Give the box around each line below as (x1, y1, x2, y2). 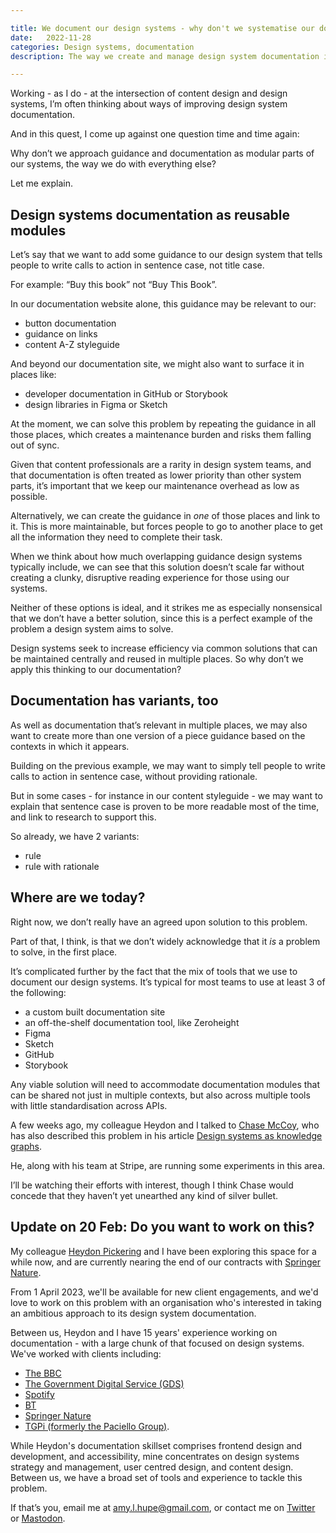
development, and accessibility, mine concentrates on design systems (10, 1450, 300, 1462)
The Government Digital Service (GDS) (24, 1377, 185, 1390)
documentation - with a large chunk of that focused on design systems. (10, 1337, 305, 1349)
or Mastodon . (10, 1512, 66, 1524)
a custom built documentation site (24, 1006, 166, 1018)
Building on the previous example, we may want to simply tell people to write (10, 759, 326, 771)
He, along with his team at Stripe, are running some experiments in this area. (10, 1159, 326, 1171)
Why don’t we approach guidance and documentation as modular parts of (10, 147, 315, 160)
